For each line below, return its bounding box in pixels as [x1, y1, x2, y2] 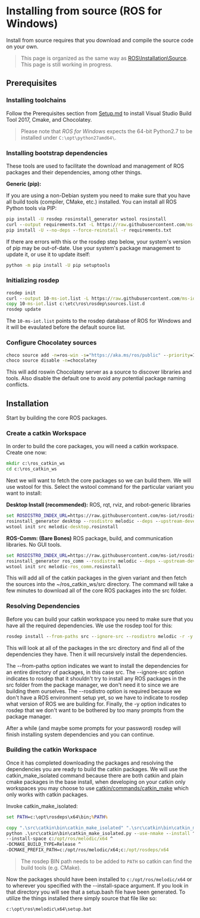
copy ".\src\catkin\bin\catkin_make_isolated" [6, 825, 124, 831]
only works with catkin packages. [6, 791, 88, 798]
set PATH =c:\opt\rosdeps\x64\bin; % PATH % [6, 814, 108, 820]
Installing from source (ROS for [6, 4, 162, 18]
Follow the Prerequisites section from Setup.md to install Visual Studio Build [6, 109, 192, 117]
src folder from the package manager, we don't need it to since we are [6, 681, 179, 688]
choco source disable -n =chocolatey [6, 358, 97, 363]
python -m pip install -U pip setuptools [6, 262, 111, 268]
